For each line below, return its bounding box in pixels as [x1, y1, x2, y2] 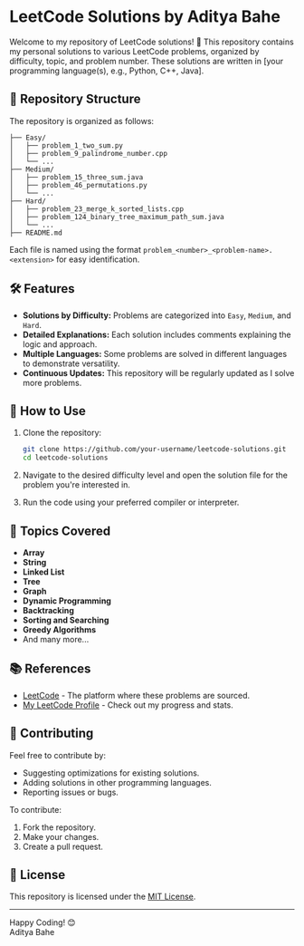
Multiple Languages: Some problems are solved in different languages [22, 348, 288, 359]
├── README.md [9, 228, 63, 237]
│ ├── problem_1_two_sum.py [9, 140, 124, 150]
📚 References [9, 661, 91, 677]
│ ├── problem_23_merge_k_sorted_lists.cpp [9, 204, 184, 214]
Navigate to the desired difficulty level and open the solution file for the [22, 469, 288, 481]
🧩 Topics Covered [9, 523, 111, 538]
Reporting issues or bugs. [22, 787, 119, 797]
